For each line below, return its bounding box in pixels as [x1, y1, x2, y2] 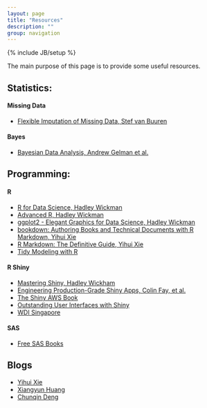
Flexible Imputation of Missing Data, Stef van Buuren [17, 117, 168, 125]
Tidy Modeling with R [17, 247, 78, 255]
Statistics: [7, 82, 53, 94]
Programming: [7, 168, 71, 180]
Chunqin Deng [17, 393, 59, 401]
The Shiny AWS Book [17, 293, 78, 302]
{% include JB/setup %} [7, 49, 76, 57]
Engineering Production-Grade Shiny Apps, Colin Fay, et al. [17, 286, 186, 294]
